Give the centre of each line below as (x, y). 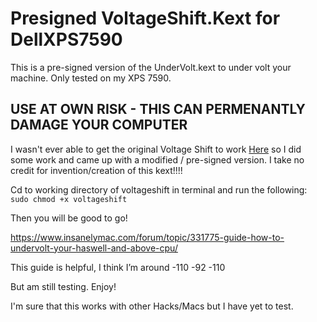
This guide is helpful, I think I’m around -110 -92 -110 (118, 267)
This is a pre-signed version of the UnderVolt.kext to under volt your (151, 67)
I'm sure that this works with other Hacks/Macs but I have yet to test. (152, 306)
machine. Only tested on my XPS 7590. (91, 78)
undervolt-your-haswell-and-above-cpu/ (94, 248)
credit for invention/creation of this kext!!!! (96, 170)
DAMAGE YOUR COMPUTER (99, 125)
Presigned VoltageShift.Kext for (145, 18)
